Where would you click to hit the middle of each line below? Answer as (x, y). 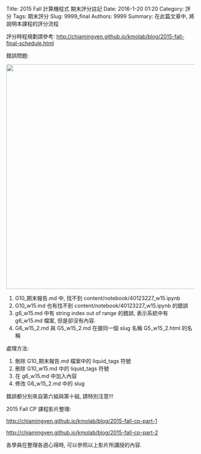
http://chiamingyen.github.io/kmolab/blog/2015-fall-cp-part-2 (82, 432)
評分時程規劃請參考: (31, 37)
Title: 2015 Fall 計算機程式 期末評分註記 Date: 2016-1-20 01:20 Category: (95, 9)
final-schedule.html (30, 43)
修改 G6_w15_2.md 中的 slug (50, 383)
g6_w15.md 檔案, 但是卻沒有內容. (55, 320)
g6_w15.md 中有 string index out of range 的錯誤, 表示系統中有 (92, 313)
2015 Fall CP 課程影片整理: (39, 409)
